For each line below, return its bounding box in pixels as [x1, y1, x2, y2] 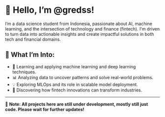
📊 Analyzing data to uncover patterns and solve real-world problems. [12, 74, 154, 80]
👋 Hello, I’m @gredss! [5, 4, 95, 16]
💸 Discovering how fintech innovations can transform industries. [12, 87, 142, 93]
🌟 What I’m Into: [5, 51, 55, 59]
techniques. [12, 69, 36, 75]
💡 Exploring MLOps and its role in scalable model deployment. [12, 81, 138, 88]
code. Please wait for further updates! [5, 106, 84, 112]
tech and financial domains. [5, 36, 61, 42]
